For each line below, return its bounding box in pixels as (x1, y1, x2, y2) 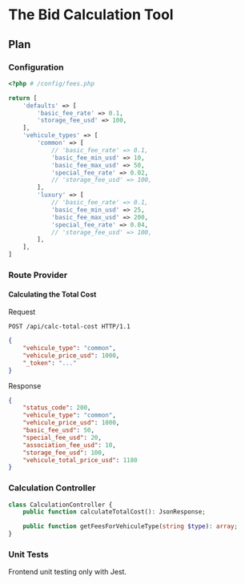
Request (8, 307, 36, 317)
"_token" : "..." (22, 359, 78, 367)
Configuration (8, 62, 64, 73)
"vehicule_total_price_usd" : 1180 (22, 456, 138, 464)
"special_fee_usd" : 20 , (22, 433, 102, 441)
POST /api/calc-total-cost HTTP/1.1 (8, 323, 131, 331)
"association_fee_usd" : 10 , (22, 441, 116, 449)
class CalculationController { (8, 501, 113, 509)
